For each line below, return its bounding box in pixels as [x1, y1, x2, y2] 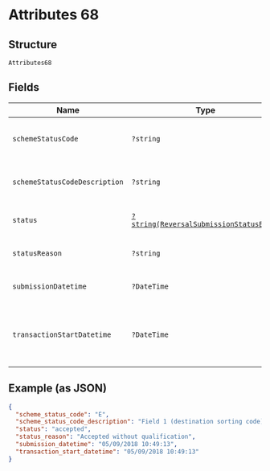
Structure [8, 38, 58, 51]
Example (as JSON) [8, 382, 107, 395]
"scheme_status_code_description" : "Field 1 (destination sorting [15, 418, 243, 426]
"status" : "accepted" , [15, 425, 92, 433]
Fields [8, 80, 40, 94]
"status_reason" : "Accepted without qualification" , [15, 432, 196, 441]
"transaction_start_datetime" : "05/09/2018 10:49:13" [15, 448, 199, 456]
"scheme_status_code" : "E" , [15, 410, 110, 419]
